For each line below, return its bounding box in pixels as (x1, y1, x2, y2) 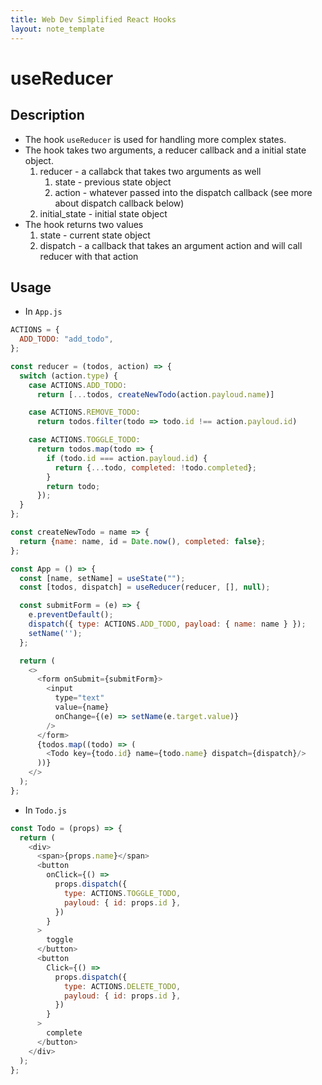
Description (10, 107, 85, 124)
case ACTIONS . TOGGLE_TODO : (28, 435, 141, 445)
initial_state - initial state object (39, 207, 168, 220)
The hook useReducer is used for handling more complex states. (24, 133, 287, 145)
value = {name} (54, 702, 110, 713)
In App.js (24, 306, 63, 318)
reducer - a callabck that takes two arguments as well (39, 165, 262, 177)
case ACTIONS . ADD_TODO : (28, 380, 128, 390)
